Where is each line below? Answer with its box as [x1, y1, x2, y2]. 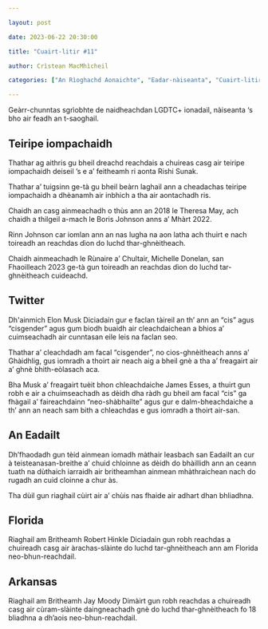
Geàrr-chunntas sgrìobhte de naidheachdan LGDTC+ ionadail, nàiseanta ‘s [8, 105, 254, 115]
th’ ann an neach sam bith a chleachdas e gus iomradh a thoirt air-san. [8, 405, 240, 415]
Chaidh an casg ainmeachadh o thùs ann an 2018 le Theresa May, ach [8, 205, 239, 216]
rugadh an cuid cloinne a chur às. [8, 475, 118, 485]
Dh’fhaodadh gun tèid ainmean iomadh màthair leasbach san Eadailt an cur [8, 449, 255, 459]
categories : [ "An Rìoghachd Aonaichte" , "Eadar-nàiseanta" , [8, 77, 213, 85]
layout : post [8, 18, 52, 26]
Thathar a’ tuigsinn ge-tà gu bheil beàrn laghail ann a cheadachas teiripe [8, 181, 247, 192]
